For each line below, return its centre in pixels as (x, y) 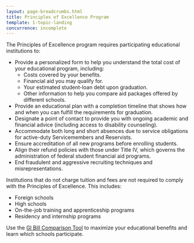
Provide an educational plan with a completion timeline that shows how (101, 106)
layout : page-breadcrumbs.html (44, 11)
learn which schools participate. (45, 234)
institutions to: (23, 51)
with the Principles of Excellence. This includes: (64, 187)
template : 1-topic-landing (39, 22)
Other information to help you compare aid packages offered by (101, 94)
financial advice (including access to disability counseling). (86, 125)
